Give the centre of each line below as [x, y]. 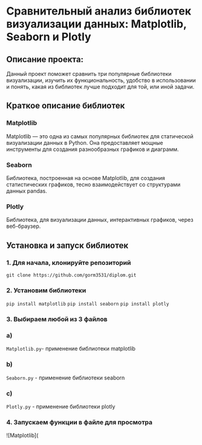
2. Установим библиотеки [46, 290]
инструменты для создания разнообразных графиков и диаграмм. [93, 149]
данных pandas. [27, 191]
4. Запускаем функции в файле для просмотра [80, 422]
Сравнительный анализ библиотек [99, 11]
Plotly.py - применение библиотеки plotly [61, 407]
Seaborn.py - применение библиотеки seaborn [66, 378]
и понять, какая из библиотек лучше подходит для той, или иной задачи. [100, 87]
